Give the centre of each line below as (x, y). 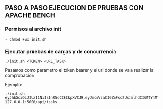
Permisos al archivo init (33, 29)
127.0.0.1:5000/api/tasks (31, 102)
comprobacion (20, 75)
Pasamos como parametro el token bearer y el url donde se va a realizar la (79, 70)
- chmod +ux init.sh (26, 39)
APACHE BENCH (30, 16)
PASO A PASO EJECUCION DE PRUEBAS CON (74, 8)
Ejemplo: (14, 84)
